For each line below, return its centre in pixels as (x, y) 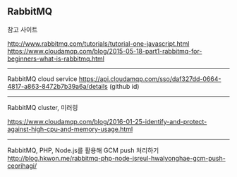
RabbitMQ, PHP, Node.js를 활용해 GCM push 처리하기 (83, 150)
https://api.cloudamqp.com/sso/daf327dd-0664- (150, 79)
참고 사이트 (23, 29)
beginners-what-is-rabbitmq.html (56, 59)
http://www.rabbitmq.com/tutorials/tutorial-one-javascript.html (98, 43)
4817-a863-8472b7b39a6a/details (57, 86)
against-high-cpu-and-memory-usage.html (70, 129)
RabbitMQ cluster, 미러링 (43, 107)
